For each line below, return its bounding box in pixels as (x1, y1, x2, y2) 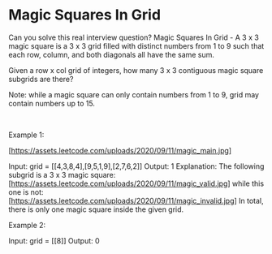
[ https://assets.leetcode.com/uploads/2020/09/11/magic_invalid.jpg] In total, (8, 196, 264, 205)
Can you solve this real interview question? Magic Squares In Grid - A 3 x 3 (8, 32, 260, 42)
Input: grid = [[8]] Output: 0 (8, 235, 100, 245)
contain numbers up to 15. (8, 98, 96, 108)
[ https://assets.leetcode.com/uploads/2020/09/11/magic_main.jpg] (8, 145, 232, 155)
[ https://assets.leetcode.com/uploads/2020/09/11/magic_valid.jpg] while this (8, 179, 265, 188)
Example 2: (8, 220, 46, 230)
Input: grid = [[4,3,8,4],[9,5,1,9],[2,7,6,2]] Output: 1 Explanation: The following (8, 161, 265, 171)
